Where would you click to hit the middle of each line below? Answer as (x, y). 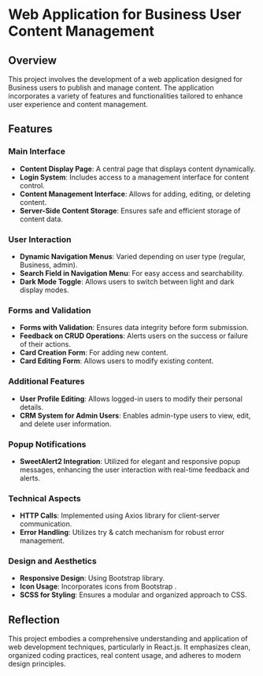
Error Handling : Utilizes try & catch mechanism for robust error (122, 533)
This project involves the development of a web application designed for (125, 79)
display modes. (44, 290)
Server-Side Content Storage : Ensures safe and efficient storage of (130, 210)
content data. (41, 219)
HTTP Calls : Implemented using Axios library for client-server (120, 516)
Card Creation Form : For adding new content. (94, 353)
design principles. (37, 664)
